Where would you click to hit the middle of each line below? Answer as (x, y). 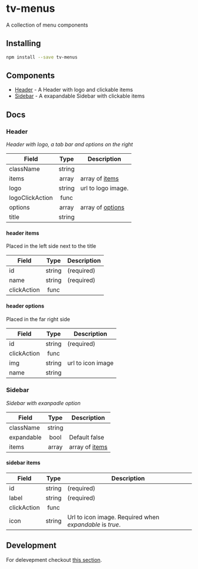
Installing (24, 43)
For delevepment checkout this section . (54, 560)
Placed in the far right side (38, 319)
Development (32, 546)
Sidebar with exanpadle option (43, 403)
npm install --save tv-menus (42, 57)
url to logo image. (104, 188)
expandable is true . (94, 525)
